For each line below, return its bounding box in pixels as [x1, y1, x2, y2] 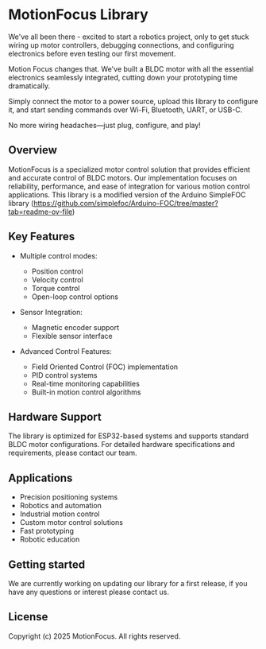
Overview [8, 143, 58, 157]
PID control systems [31, 370, 98, 379]
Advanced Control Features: [19, 346, 113, 356]
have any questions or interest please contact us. [8, 587, 169, 597]
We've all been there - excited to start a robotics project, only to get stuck [8, 32, 250, 41]
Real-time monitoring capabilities [31, 379, 141, 388]
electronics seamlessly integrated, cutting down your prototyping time [8, 72, 238, 82]
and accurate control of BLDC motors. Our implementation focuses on [8, 173, 237, 182]
